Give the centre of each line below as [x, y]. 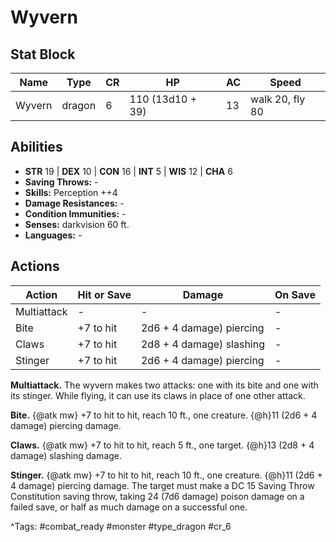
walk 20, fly [278, 99]
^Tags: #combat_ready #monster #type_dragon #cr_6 [121, 526]
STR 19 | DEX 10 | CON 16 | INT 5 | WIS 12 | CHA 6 [128, 171]
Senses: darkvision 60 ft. [77, 224]
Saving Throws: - [61, 182]
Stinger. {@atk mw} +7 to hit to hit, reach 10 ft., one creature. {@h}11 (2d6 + [166, 475]
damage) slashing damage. [66, 455]
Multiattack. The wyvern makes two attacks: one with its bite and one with [164, 385]
